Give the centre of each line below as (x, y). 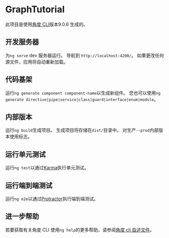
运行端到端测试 (29, 185)
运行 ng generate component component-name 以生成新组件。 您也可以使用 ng (83, 93)
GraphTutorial (35, 9)
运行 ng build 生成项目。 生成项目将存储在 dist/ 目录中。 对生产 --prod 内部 (82, 130)
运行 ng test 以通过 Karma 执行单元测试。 (47, 168)
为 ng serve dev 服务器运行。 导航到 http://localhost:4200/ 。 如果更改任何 (85, 55)
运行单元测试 (26, 154)
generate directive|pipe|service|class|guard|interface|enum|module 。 (82, 99)
